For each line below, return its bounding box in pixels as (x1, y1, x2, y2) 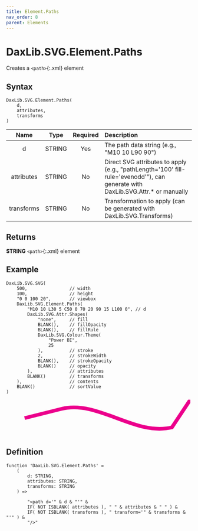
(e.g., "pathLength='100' (104, 165, 174, 174)
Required (72, 131, 99, 139)
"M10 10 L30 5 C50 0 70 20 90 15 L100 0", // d (27, 306, 146, 312)
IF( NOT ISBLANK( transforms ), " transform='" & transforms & (27, 509, 186, 515)
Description (104, 131, 138, 139)
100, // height (16, 291, 94, 297)
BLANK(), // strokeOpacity (37, 358, 112, 364)
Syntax (6, 82, 33, 92)
